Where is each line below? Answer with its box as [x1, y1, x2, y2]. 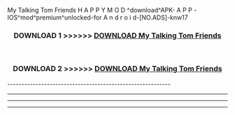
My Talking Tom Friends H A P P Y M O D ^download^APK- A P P [7, 6, 192, 14]
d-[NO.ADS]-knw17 [132, 13, 188, 22]
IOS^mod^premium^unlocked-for [7, 13, 102, 22]
